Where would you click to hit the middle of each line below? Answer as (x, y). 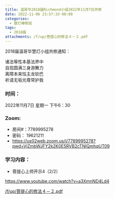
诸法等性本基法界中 (24, 61)
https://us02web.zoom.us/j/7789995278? (54, 141)
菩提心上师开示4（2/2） (36, 171)
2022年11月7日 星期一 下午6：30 (38, 105)
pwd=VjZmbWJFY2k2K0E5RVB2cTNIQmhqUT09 (61, 146)
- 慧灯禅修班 (21, 23)
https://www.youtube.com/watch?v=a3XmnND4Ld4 (57, 181)
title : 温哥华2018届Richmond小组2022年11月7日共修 (53, 10)
